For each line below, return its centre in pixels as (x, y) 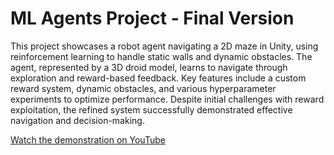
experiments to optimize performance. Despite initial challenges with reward (167, 99)
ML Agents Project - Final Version (152, 18)
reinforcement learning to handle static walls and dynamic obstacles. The (161, 56)
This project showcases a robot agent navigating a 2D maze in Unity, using (164, 46)
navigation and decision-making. (77, 120)
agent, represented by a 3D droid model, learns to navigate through (149, 67)
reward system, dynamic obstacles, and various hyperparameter (143, 88)
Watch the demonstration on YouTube (88, 139)
